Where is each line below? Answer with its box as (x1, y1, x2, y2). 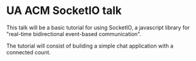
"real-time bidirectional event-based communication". (6, 30, 142, 37)
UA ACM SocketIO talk (6, 4, 122, 18)
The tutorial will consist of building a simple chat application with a (6, 42, 174, 49)
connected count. (6, 48, 51, 56)
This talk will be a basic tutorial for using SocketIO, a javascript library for (6, 24, 191, 31)
